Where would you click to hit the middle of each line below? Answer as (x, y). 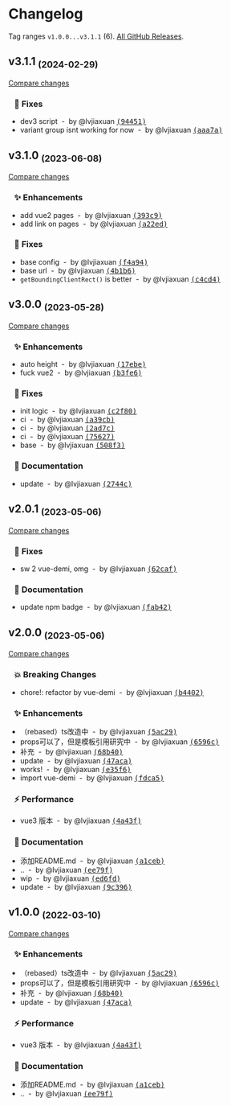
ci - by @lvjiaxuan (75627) (67, 437)
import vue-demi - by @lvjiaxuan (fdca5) (92, 778)
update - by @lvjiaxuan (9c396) (76, 886)
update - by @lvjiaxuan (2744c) (76, 483)
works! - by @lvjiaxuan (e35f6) (75, 769)
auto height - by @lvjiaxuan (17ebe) (83, 364)
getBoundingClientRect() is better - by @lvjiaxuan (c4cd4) (120, 279)
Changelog (46, 14)
